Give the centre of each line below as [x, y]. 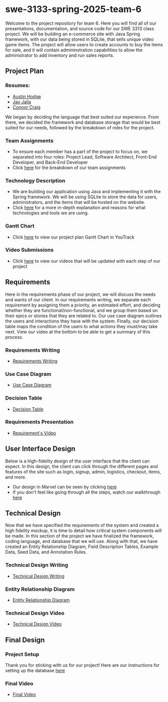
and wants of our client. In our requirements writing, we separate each [78, 299]
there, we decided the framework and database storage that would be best [83, 122]
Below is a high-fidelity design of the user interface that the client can [77, 461]
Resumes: [18, 86]
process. [14, 337]
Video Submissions [29, 250]
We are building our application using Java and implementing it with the [87, 192]
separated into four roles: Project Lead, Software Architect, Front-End [85, 157]
